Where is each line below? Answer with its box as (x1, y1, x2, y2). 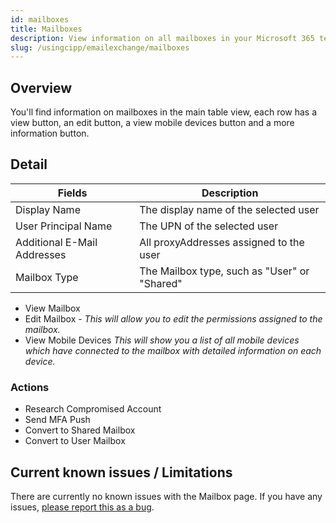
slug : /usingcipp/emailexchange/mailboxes (10, 42, 190, 53)
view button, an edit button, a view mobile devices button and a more (10, 117, 295, 129)
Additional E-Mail (15, 235, 98, 249)
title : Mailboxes (10, 24, 83, 34)
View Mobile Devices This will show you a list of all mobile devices (24, 334, 300, 346)
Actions (10, 380, 50, 394)
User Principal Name (15, 219, 113, 233)
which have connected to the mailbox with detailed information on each (24, 344, 322, 356)
